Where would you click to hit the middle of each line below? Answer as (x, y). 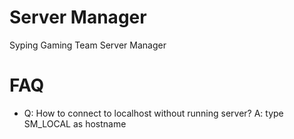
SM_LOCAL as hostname (75, 123)
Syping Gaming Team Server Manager (88, 45)
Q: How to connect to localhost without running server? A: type (153, 113)
